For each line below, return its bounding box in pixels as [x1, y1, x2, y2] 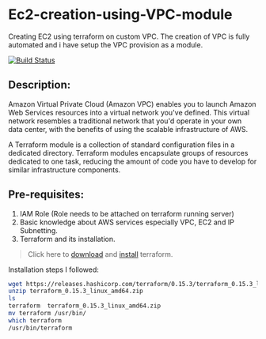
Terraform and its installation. [19, 234, 116, 243]
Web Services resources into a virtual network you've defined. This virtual [8, 107, 250, 117]
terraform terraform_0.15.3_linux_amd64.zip [8, 302, 161, 310]
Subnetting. [19, 225, 58, 235]
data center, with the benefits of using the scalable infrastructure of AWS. [8, 124, 249, 134]
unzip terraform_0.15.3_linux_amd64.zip [8, 287, 144, 296]
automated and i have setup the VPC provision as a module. [8, 40, 203, 49]
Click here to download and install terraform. [27, 249, 173, 258]
